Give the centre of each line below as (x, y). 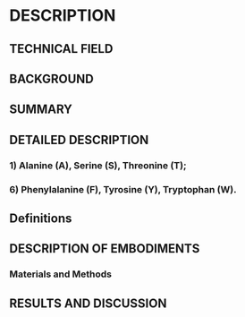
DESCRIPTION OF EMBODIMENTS (105, 248)
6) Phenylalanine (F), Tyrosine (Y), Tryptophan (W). (123, 189)
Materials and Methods (61, 274)
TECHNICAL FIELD (61, 49)
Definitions (41, 218)
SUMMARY (41, 110)
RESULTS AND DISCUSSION (88, 303)
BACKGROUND (51, 78)
